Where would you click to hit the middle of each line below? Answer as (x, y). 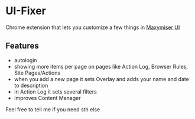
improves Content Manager (47, 98)
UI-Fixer (26, 11)
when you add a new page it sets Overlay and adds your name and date (102, 79)
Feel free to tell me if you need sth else (53, 109)
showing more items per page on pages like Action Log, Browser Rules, (101, 66)
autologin (25, 60)
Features (22, 46)
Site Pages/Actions (37, 73)
